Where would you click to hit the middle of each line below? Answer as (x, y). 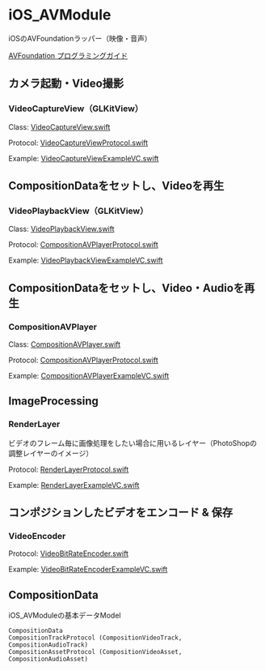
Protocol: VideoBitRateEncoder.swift (69, 553)
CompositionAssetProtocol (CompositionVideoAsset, (95, 652)
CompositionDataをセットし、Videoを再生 (116, 186)
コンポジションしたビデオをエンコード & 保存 (121, 513)
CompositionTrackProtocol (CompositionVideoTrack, (95, 638)
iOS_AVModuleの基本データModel (65, 615)
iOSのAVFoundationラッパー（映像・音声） (80, 38)
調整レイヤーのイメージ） (51, 453)
